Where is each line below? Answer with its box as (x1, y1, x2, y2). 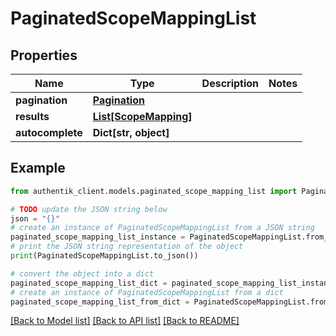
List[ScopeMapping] (92, 110, 193, 123)
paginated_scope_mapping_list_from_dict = (10, 297, 190, 307)
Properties (10, 47, 78, 64)
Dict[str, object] (92, 126, 170, 139)
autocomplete (15, 126, 83, 139)
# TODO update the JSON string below (10, 204, 168, 214)
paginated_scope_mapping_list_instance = (10, 232, 186, 242)
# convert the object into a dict (10, 268, 155, 279)
